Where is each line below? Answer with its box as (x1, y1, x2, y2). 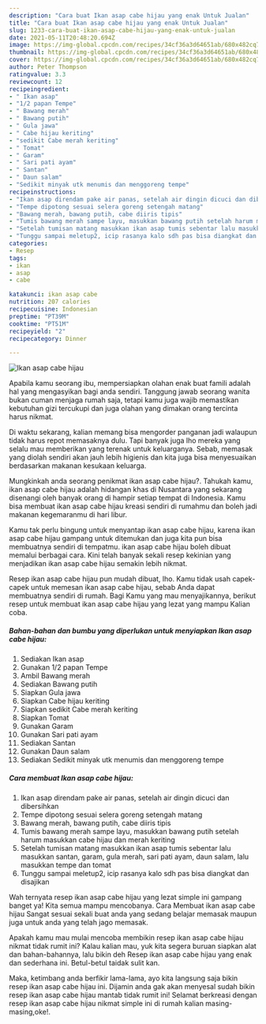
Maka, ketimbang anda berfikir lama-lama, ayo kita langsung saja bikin (9, 973, 238, 983)
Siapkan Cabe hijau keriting (20, 697, 110, 706)
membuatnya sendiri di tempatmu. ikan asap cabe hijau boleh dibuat (9, 542, 231, 552)
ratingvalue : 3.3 (9, 70, 66, 78)
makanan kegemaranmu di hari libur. (9, 510, 128, 520)
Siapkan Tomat (20, 713, 69, 723)
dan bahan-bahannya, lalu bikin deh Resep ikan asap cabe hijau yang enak (9, 950, 252, 959)
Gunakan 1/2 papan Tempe (20, 663, 109, 672)
